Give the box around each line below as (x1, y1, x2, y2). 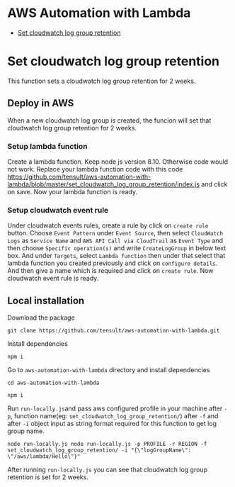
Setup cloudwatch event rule (7, 205, 109, 215)
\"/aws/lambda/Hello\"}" (7, 453, 81, 460)
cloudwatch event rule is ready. (7, 274, 99, 283)
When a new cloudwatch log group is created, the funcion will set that (7, 116, 212, 125)
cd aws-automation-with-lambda (7, 379, 100, 387)
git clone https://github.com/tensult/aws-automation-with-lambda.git (7, 328, 220, 335)
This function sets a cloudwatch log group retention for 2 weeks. (7, 77, 196, 85)
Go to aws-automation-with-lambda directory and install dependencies (7, 366, 210, 374)
